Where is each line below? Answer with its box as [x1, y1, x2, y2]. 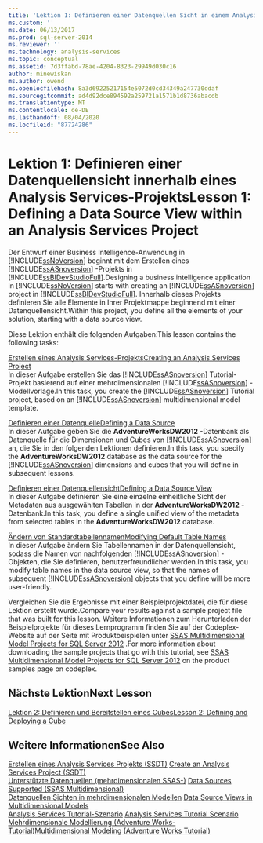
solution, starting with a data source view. [8, 314, 142, 323]
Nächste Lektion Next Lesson [8, 687, 153, 700]
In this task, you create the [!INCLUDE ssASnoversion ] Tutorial [56, 386, 255, 396]
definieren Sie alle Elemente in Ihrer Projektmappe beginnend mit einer [8, 297, 236, 307]
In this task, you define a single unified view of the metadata [45, 508, 240, 518]
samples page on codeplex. [8, 664, 98, 673]
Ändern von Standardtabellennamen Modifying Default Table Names [8, 531, 227, 542]
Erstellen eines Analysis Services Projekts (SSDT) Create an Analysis [8, 759, 230, 769]
